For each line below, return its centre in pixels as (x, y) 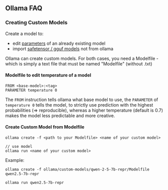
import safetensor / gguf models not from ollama (63, 49)
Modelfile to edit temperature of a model (48, 75)
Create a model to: (24, 33)
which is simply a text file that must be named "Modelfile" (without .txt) (79, 64)
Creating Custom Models (36, 23)
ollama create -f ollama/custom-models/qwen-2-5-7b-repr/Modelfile (77, 170)
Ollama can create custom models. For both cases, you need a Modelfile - (82, 58)
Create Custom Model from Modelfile (45, 127)
